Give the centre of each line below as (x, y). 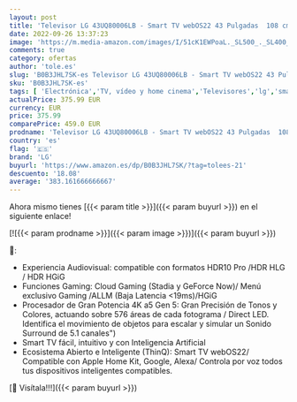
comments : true (37, 50)
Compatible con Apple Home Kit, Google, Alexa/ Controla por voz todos (152, 361)
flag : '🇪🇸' (31, 148)
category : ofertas (43, 58)
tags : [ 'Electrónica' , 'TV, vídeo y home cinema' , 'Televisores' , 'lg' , (142, 91)
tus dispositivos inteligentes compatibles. (97, 371)
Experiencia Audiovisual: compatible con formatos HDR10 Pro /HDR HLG (153, 268)
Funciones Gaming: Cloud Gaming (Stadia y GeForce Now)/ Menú (141, 286)
